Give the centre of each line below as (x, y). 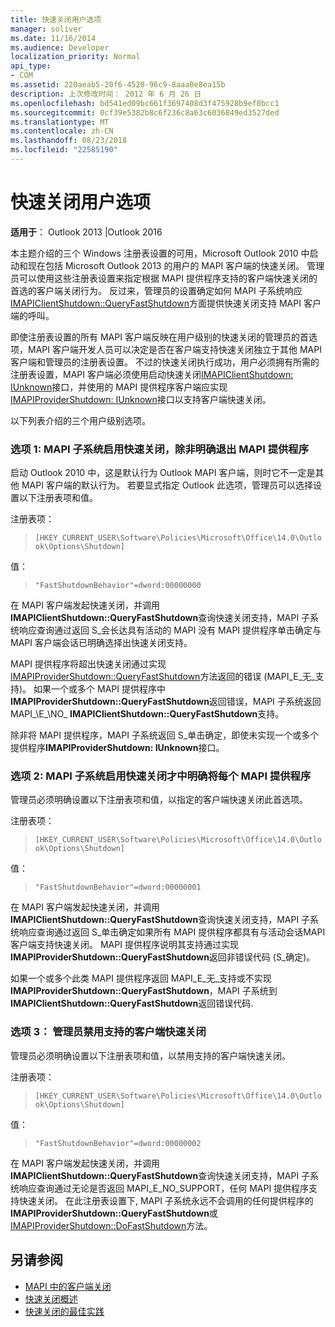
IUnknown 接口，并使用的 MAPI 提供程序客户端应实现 (119, 387)
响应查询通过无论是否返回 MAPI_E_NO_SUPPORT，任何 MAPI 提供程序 (164, 1188)
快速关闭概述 (51, 1298)
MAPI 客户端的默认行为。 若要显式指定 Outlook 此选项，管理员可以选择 (167, 485)
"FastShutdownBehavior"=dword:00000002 (118, 1143)
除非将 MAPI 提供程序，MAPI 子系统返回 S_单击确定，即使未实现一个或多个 (165, 735)
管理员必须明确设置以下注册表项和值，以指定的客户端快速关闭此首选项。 (159, 800)
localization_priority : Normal (75, 57)
